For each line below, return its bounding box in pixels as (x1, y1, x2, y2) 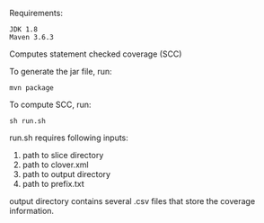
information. (9, 206, 55, 216)
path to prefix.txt (22, 179, 85, 189)
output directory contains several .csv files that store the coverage (9, 196, 256, 206)
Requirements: (9, 8, 63, 18)
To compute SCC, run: (9, 99, 92, 110)
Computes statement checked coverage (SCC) (9, 49, 182, 59)
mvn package (9, 84, 54, 93)
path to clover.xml (22, 159, 89, 170)
